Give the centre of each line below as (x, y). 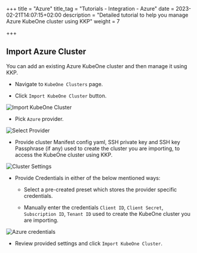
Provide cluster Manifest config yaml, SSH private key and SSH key (97, 142)
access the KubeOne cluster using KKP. (64, 154)
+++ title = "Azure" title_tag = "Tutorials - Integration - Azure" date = (90, 9)
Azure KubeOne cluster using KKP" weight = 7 (63, 21)
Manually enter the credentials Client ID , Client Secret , (93, 207)
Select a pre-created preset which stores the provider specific (100, 189)
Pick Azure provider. (39, 118)
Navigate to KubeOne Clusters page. (59, 84)
